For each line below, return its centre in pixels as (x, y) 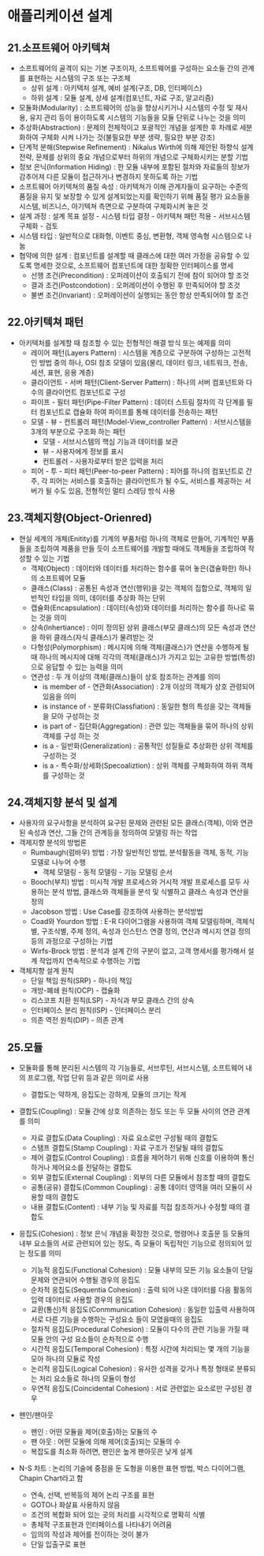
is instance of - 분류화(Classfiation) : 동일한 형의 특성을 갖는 (136, 706)
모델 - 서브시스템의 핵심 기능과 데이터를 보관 (110, 441)
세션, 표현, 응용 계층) (62, 372)
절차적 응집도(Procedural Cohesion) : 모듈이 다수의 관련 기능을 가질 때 (139, 1330)
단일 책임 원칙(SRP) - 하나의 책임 (81, 981)
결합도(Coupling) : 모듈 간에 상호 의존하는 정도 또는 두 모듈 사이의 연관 (127, 1111)
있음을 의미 (59, 696)
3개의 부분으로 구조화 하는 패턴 (78, 432)
